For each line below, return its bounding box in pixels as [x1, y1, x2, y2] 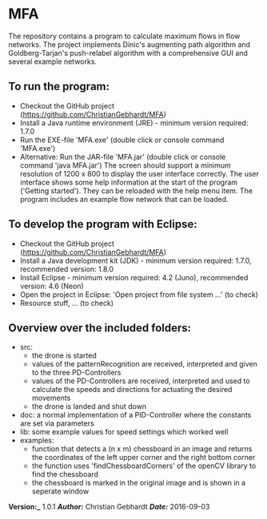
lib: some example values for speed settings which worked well [19, 427, 229, 437]
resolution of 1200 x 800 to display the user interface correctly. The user [19, 168, 260, 178]
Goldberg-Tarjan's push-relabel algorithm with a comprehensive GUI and [8, 48, 248, 57]
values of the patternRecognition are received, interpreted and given [31, 359, 257, 369]
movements [31, 393, 71, 403]
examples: [19, 436, 54, 446]
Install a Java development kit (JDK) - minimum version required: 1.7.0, [19, 256, 252, 265]
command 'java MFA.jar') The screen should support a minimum [19, 160, 232, 170]
